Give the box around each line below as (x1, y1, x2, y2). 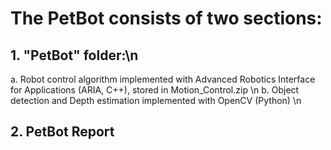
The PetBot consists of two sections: (10, 7, 323, 30)
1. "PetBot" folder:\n (10, 47, 139, 64)
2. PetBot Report (10, 123, 115, 141)
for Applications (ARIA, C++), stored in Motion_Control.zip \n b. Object (10, 84, 300, 96)
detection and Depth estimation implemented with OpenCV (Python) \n (10, 95, 302, 106)
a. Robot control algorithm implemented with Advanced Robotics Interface (10, 73, 316, 85)
